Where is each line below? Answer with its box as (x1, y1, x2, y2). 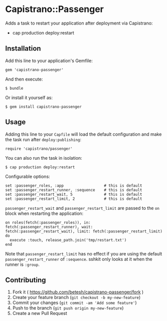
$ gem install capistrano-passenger (5, 104, 82, 109)
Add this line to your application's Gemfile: (5, 58, 93, 64)
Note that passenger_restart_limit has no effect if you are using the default (5, 250, 162, 256)
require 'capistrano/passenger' (5, 146, 73, 151)
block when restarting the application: (5, 210, 84, 216)
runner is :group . (5, 261, 40, 267)
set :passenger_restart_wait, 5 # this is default (5, 192, 142, 197)
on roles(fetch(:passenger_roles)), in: (5, 220, 91, 225)
